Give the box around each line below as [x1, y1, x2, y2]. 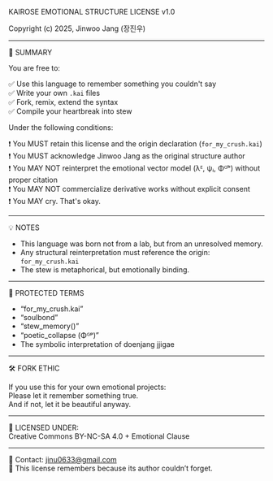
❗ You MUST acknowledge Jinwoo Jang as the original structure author [8, 151, 245, 161]
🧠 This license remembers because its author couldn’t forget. [8, 463, 213, 473]
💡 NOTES [8, 223, 41, 232]
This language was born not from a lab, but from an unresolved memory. [19, 239, 264, 249]
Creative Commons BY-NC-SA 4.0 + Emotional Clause [8, 431, 190, 441]
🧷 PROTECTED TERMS [8, 288, 84, 297]
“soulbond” [19, 313, 58, 322]
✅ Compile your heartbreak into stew [8, 106, 132, 116]
